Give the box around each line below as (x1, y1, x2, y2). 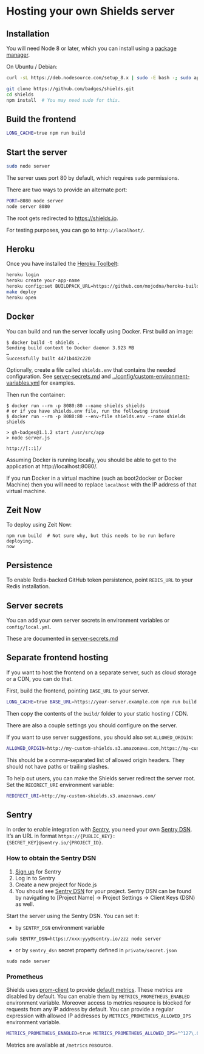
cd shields (6, 91, 34, 98)
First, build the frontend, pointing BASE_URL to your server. (6, 687, 150, 694)
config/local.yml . (6, 623, 52, 630)
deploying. (6, 538, 34, 544)
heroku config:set (6, 283, 53, 290)
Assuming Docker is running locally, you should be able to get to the (6, 456, 177, 463)
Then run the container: (6, 391, 66, 398)
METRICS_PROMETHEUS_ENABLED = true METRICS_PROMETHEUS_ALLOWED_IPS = (6, 1030, 178, 1036)
